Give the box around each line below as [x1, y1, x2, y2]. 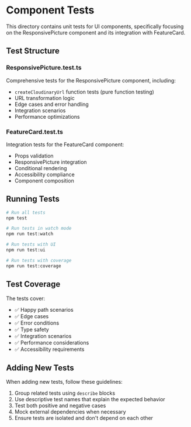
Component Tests [6, 4, 95, 17]
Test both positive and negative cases [14, 402, 106, 409]
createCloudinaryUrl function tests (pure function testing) [14, 88, 155, 95]
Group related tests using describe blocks [14, 390, 116, 397]
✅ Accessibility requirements [14, 346, 85, 353]
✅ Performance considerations [14, 339, 89, 346]
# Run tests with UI [6, 242, 57, 247]
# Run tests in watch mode [6, 226, 72, 232]
